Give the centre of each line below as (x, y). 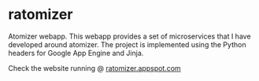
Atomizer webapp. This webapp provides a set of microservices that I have (129, 36)
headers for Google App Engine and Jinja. (76, 53)
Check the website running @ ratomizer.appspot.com (94, 68)
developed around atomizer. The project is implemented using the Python (127, 44)
